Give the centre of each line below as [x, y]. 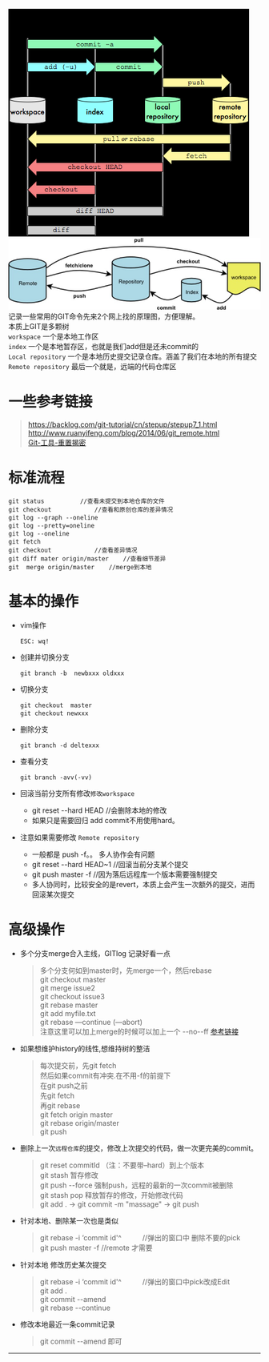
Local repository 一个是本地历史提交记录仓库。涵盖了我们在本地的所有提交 [133, 356]
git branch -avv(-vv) [56, 777]
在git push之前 [64, 1085]
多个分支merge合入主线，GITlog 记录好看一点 [95, 953]
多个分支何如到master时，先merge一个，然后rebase [126, 970]
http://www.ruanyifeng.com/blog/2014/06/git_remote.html [124, 432]
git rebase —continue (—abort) [91, 1022]
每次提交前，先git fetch [78, 1065]
